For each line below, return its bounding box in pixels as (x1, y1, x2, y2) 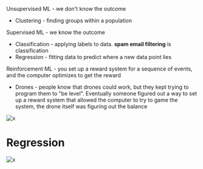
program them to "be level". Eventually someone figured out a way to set (15, 90, 198, 97)
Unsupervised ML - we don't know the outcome (6, 5, 126, 12)
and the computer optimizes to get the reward (6, 72, 122, 78)
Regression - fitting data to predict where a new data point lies (15, 53, 172, 60)
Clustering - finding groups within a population (15, 17, 132, 24)
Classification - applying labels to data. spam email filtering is (15, 41, 171, 47)
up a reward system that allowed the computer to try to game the (15, 97, 178, 103)
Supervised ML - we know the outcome (6, 29, 105, 36)
